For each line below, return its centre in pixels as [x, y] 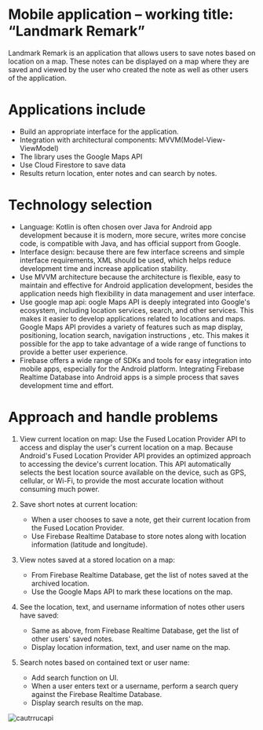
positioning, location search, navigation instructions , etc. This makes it [134, 335]
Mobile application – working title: [121, 15]
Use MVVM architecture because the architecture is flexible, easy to [130, 277]
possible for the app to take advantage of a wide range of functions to [133, 343]
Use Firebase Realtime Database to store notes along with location [139, 536]
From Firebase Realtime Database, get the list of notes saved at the [140, 574]
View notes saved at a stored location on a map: [97, 559]
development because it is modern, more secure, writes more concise [133, 235]
